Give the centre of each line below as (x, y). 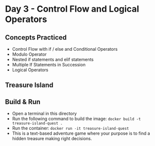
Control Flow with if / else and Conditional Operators (65, 49)
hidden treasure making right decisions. (52, 139)
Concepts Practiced (36, 37)
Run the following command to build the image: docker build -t (77, 119)
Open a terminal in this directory (44, 114)
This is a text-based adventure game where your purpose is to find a (81, 133)
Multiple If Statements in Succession (49, 65)
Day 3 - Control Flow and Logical (72, 9)
